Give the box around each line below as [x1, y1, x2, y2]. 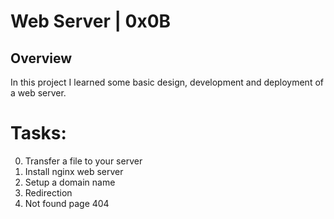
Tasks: [10, 122, 67, 145]
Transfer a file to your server [24, 155, 143, 167]
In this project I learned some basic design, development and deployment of [10, 76, 324, 88]
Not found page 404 [24, 197, 110, 209]
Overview [10, 50, 73, 67]
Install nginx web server [24, 165, 124, 177]
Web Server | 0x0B [10, 10, 172, 33]
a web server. [10, 87, 67, 99]
